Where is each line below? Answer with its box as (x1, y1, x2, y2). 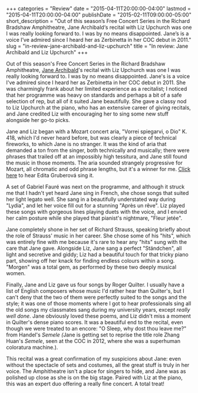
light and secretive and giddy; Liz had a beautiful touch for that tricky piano (6, 251, 189, 258)
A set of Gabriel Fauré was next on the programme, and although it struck (6, 183, 185, 190)
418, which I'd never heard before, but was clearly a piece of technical (6, 134, 177, 141)
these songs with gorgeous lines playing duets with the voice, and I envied (6, 209, 187, 215)
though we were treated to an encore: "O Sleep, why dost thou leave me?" (6, 325, 187, 332)
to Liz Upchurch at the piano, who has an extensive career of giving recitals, (6, 104, 192, 111)
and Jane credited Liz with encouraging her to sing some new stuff (6, 110, 169, 117)
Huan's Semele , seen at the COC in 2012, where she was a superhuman (6, 338, 181, 344)
